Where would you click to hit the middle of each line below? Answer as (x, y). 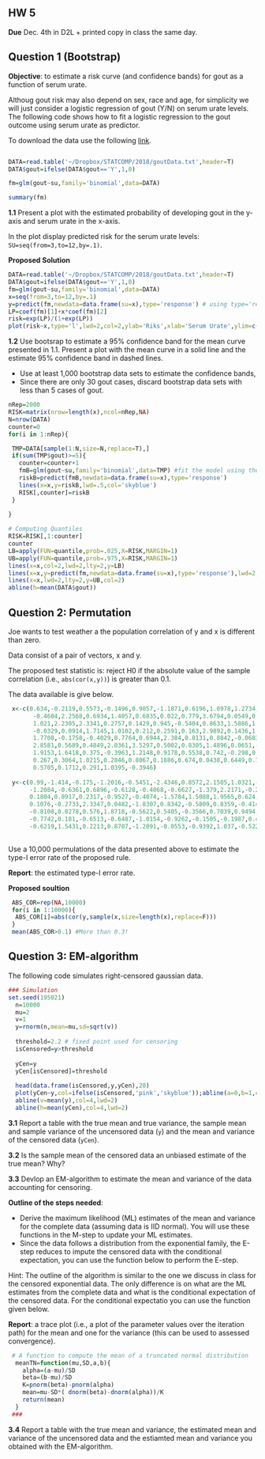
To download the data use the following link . (80, 140)
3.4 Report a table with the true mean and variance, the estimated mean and (132, 1429)
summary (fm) (28, 198)
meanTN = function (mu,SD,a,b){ (63, 1363)
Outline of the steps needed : (56, 1203)
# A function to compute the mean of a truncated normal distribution (130, 1355)
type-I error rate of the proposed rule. (70, 857)
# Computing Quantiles (45, 529)
